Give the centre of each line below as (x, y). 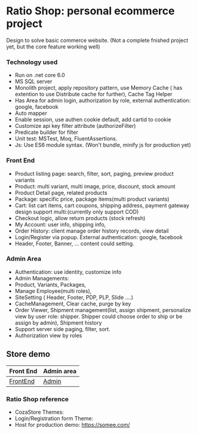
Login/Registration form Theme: (54, 418)
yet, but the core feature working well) (53, 47)
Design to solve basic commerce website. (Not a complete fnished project (97, 40)
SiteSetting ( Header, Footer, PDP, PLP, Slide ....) (74, 297)
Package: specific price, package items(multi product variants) (92, 199)
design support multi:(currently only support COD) (77, 212)
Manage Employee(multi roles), (53, 291)
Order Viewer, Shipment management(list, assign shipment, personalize (103, 310)
